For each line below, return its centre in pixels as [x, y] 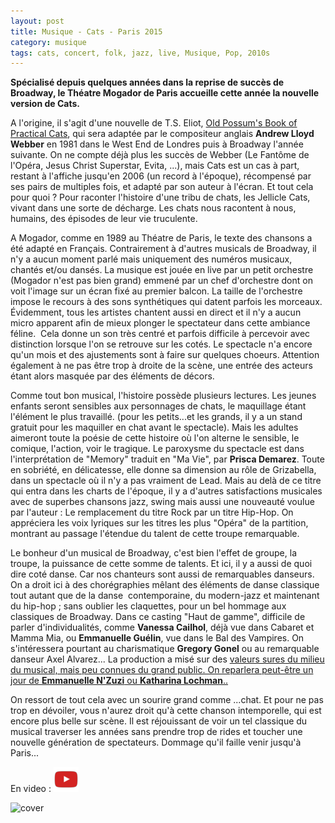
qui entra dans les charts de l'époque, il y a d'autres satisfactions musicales [166, 491]
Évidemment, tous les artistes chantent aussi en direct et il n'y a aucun [156, 312]
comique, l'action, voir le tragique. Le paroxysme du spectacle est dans [157, 449]
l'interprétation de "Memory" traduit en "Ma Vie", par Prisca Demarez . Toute [167, 459]
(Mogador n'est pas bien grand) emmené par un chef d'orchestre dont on [161, 281]
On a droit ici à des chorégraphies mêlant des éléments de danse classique [165, 585]
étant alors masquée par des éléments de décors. [112, 376]
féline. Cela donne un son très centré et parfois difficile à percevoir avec [160, 334]
